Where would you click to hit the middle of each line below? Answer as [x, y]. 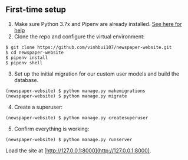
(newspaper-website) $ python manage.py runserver [69, 139]
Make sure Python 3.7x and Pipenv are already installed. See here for [98, 24]
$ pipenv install [27, 58]
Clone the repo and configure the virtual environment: [79, 36]
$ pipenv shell [24, 63]
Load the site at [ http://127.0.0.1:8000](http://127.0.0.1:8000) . [78, 151]
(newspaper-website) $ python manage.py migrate [66, 96]
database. [26, 80]
